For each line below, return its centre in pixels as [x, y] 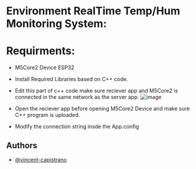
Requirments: [41, 51]
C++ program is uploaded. [48, 115]
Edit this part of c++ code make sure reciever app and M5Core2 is [96, 91]
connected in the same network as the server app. [77, 97]
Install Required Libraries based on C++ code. [71, 79]
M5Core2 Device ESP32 [45, 67]
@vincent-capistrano [41, 159]
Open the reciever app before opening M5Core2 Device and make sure [102, 109]
